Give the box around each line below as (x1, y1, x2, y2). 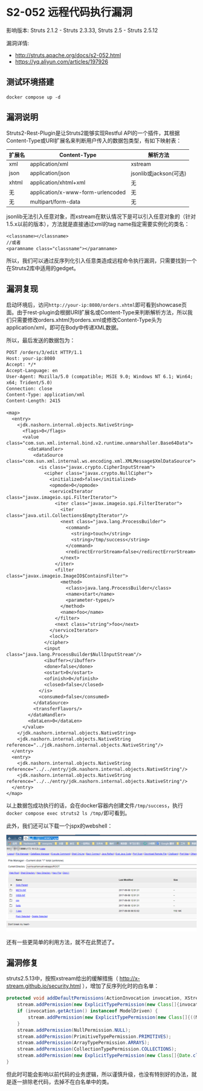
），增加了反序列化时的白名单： (82, 982, 159, 990)
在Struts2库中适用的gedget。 (6, 264, 80, 272)
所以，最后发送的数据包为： (6, 336, 76, 344)
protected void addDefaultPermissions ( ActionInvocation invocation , (6, 995, 182, 1002)
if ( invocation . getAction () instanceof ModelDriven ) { (17, 1008, 158, 1014)
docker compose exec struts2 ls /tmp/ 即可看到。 (6, 809, 130, 816)
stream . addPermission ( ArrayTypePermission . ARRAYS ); (17, 1040, 150, 1046)
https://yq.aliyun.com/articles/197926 (14, 58, 109, 65)
